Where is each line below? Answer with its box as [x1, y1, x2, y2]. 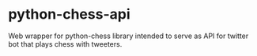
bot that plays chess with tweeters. [8, 39, 123, 48]
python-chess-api [8, 5, 130, 23]
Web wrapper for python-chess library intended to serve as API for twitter [8, 31, 249, 40]
